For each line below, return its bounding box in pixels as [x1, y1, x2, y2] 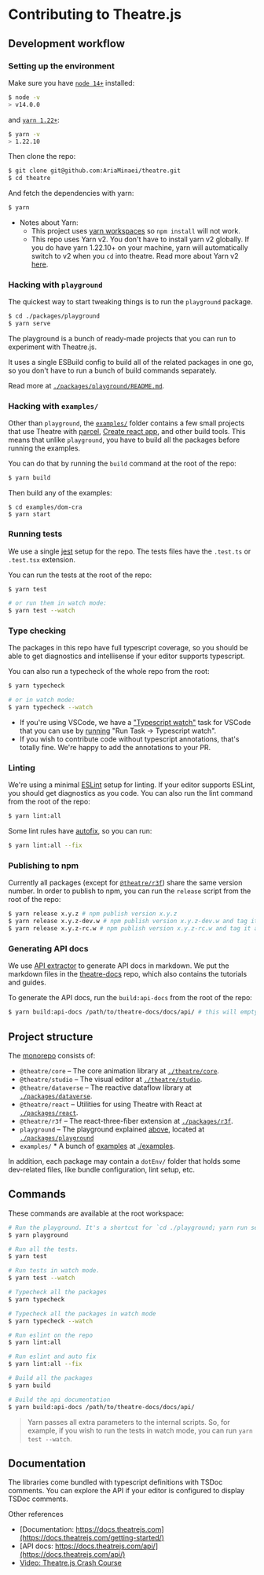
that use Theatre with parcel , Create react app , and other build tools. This [8, 427, 246, 436]
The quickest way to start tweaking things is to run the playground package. [8, 297, 253, 307]
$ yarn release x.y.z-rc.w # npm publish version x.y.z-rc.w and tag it [8, 925, 251, 933]
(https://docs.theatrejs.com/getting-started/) [19, 1533, 165, 1543]
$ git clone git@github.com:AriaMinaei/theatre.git [8, 167, 181, 175]
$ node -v [8, 93, 41, 101]
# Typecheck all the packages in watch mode [8, 1309, 156, 1318]
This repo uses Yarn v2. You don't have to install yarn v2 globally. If [31, 234, 250, 244]
